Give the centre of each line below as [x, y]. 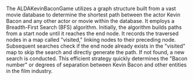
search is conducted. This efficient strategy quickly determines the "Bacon [97, 59]
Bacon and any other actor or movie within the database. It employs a [90, 21]
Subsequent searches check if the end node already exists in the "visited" [96, 46]
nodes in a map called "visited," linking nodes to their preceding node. [91, 40]
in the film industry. [29, 71]
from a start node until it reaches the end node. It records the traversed [92, 34]
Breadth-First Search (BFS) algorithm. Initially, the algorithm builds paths [94, 27]
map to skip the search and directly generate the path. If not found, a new [95, 52]
